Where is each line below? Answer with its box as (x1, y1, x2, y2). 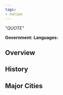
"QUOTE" (5, 25, 24, 31)
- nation (5, 12, 23, 17)
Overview (5, 48, 36, 57)
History (5, 65, 28, 74)
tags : (5, 7, 16, 12)
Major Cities (5, 81, 43, 90)
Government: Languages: (5, 35, 59, 40)
